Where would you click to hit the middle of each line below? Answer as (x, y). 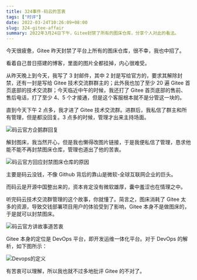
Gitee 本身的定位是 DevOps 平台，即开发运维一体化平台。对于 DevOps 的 (94, 239)
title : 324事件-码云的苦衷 (36, 11)
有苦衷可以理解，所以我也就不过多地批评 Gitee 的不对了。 (76, 271)
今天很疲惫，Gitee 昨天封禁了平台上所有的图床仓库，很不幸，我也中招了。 (95, 51)
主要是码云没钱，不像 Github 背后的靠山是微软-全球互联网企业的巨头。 (91, 175)
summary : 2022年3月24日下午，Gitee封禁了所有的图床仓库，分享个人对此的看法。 (93, 33)
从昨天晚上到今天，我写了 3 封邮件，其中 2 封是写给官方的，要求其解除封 (94, 76)
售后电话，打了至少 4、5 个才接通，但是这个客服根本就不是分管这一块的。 (96, 98)
